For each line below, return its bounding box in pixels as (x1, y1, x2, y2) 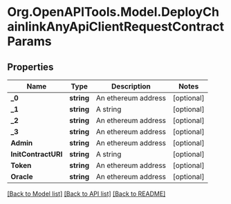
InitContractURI (10, 149, 63, 159)
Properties (7, 61, 54, 73)
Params (7, 34, 52, 49)
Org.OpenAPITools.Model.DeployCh (7, 4, 220, 20)
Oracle (10, 172, 33, 181)
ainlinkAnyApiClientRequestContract (7, 19, 225, 35)
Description (111, 82, 151, 91)
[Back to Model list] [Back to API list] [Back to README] (7, 189, 166, 198)
